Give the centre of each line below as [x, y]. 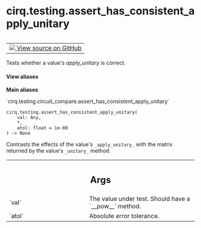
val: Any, [29, 118]
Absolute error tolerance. [124, 215]
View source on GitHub [49, 48]
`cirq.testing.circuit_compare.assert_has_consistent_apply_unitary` [88, 101]
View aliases [22, 77]
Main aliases [22, 90]
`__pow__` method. [115, 206]
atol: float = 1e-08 [42, 128]
